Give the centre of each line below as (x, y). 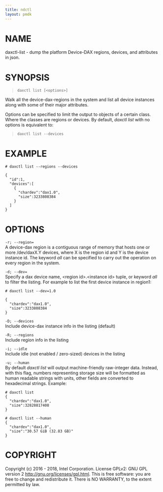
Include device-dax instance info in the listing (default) (60, 326)
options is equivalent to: (29, 125)
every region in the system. (33, 263)
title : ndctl (18, 10)
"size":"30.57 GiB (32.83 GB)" (41, 431)
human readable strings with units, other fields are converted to (69, 378)
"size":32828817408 (29, 405)
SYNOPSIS (27, 77)
